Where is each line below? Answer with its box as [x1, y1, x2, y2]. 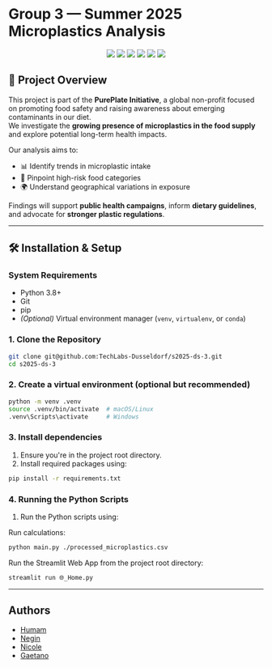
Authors [8, 604, 51, 618]
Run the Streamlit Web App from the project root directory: [8, 558, 204, 568]
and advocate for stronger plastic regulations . [8, 209, 165, 219]
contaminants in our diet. [8, 112, 91, 121]
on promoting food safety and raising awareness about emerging [8, 103, 225, 113]
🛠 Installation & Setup [8, 241, 122, 255]
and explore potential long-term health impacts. [8, 129, 168, 138]
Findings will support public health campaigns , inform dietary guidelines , [8, 200, 257, 211]
